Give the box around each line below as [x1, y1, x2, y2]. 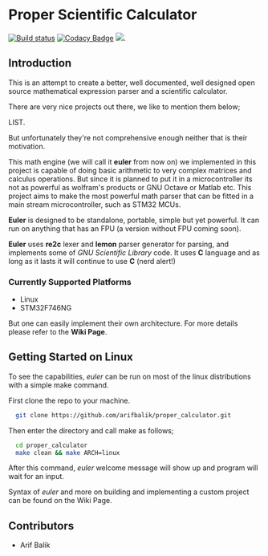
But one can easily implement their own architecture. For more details [8, 319, 238, 328]
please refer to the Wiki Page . [8, 327, 108, 337]
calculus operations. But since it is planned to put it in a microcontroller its [8, 174, 253, 184]
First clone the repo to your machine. [8, 396, 131, 405]
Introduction [8, 56, 72, 70]
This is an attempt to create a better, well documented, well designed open [8, 78, 255, 87]
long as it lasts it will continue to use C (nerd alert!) [8, 256, 177, 266]
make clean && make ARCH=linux [15, 448, 120, 457]
